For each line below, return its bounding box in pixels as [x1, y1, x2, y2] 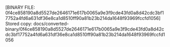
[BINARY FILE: [5, 5, 35, 10]
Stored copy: [5, 20, 33, 27]
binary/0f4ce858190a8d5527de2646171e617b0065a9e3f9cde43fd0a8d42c [5, 26, 164, 32]
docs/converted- [33, 20, 69, 27]
